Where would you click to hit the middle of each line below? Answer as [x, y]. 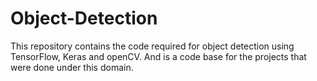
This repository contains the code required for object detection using [152, 46]
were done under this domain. [72, 67]
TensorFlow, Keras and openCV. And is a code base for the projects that [158, 56]
